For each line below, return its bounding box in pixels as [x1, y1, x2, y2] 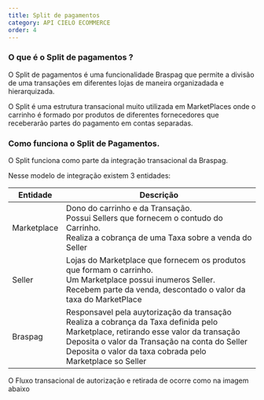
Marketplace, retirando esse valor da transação [65, 326, 241, 337]
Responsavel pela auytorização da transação [65, 307, 232, 318]
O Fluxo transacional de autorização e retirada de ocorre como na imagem [8, 376, 249, 385]
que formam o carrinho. [65, 264, 153, 275]
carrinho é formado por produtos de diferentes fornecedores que [8, 110, 219, 119]
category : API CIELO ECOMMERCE [8, 19, 111, 27]
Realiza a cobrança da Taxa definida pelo [65, 316, 218, 327]
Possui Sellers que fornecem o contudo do [65, 213, 224, 224]
